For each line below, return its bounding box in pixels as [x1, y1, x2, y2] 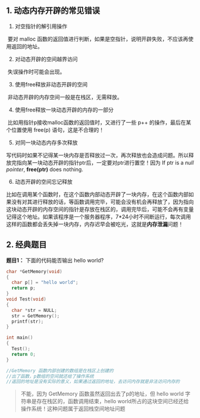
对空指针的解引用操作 [14, 23, 67, 30]
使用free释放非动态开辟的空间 [14, 80, 88, 88]
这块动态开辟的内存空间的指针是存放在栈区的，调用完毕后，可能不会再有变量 [6, 205, 194, 213]
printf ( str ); [11, 318, 44, 324]
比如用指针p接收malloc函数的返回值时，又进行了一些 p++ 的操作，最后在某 [7, 119, 192, 126]
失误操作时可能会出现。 [7, 68, 65, 75]
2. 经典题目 [6, 240, 47, 250]
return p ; [11, 285, 36, 291]
